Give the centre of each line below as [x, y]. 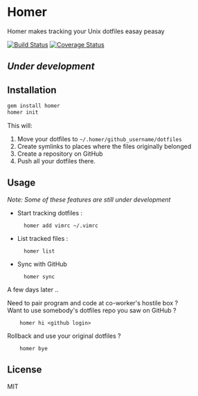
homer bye [34, 348]
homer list [39, 251]
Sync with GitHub [42, 264]
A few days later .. [33, 289]
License [25, 370]
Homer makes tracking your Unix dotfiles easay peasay [86, 31]
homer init [23, 112]
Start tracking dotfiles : [50, 213]
